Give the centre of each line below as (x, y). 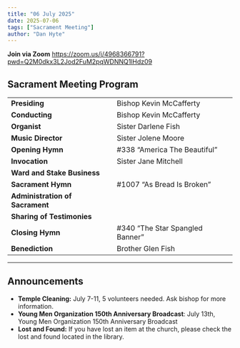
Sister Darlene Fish (149, 127)
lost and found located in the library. (71, 337)
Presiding (27, 103)
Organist (26, 127)
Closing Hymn (36, 232)
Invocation (30, 161)
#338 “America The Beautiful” (167, 150)
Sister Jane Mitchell (150, 161)
